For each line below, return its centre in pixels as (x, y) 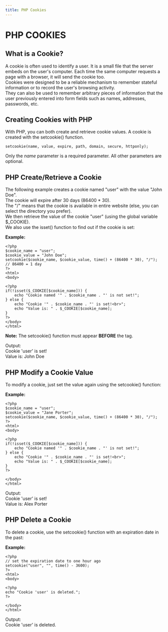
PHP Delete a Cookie (38, 520)
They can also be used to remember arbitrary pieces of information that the (84, 93)
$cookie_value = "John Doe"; (36, 255)
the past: (14, 537)
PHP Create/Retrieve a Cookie (54, 177)
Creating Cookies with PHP (49, 120)
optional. (14, 161)
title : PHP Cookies (26, 10)
